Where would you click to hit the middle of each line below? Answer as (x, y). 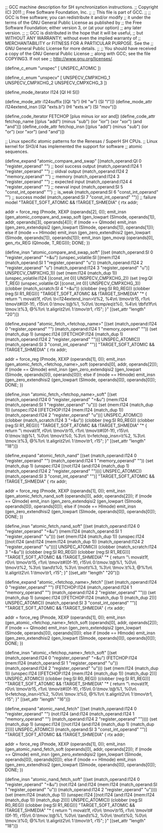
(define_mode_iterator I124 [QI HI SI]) (42, 92)
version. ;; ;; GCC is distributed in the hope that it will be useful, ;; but (74, 33)
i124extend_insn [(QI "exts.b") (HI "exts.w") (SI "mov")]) (61, 107)
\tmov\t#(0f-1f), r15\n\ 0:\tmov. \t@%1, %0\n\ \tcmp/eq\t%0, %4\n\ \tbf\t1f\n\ (81, 304)
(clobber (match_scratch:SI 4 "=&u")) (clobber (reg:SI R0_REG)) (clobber (78, 288)
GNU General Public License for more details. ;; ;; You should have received (81, 48)
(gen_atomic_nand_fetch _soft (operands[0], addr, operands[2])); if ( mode (79, 749)
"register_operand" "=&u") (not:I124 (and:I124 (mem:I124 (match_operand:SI (81, 784)
